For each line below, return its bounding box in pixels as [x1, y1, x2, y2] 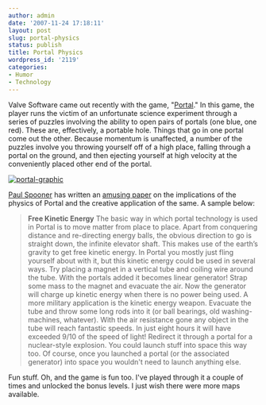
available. [8, 389, 40, 399]
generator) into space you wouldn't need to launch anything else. [27, 357, 241, 366]
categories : [8, 64, 48, 71]
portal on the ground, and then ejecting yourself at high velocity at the [8, 150, 237, 160]
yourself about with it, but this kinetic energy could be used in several [27, 256, 256, 265]
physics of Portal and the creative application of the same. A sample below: [8, 198, 256, 207]
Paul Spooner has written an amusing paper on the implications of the [8, 190, 237, 199]
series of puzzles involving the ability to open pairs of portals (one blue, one [8, 117, 257, 126]
